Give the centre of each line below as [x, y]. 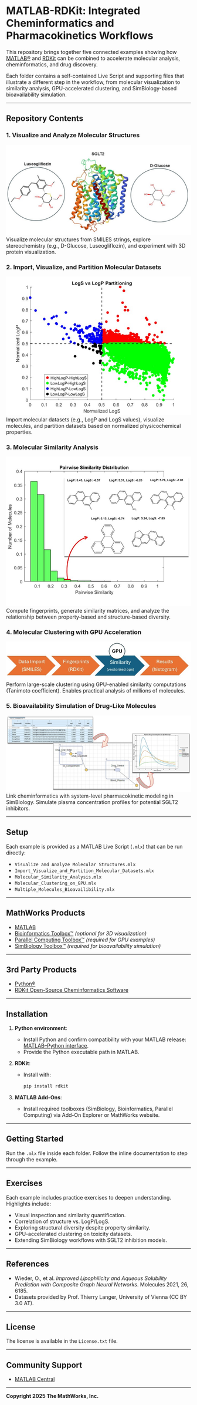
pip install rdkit [46, 1086]
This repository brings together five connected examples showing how [91, 52]
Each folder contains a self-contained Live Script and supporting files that [95, 76]
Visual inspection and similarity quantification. [70, 1215]
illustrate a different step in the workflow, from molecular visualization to [93, 82]
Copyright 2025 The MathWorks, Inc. [52, 1396]
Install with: [37, 1075]
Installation [27, 1014]
